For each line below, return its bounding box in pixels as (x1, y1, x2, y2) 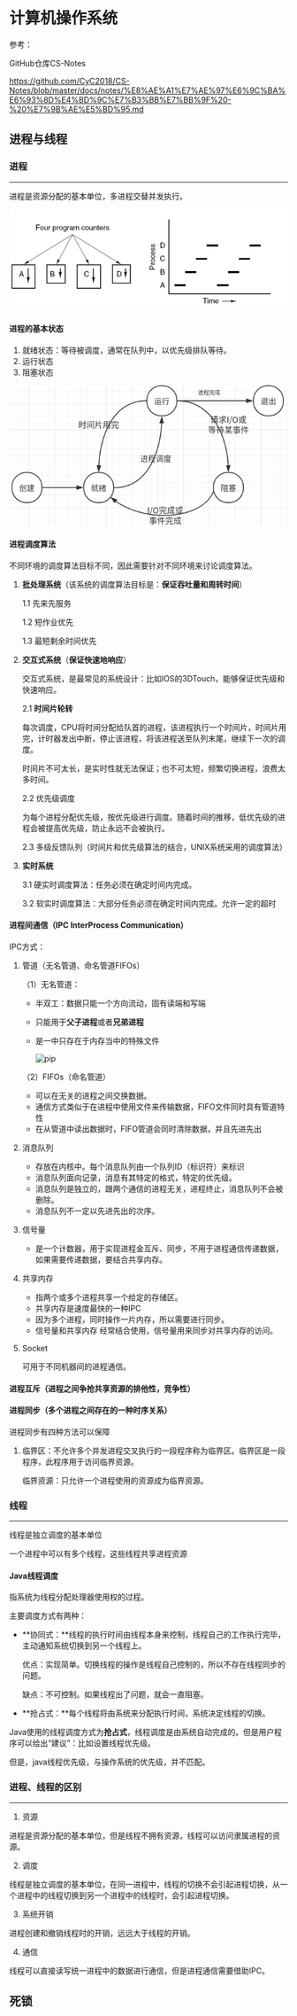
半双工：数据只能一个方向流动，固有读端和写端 (34, 998, 206, 1008)
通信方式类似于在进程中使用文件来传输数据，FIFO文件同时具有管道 (34, 1101, 278, 1112)
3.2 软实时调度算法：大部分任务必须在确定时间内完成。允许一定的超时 (21, 898, 277, 908)
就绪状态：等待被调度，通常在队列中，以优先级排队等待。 (21, 345, 232, 355)
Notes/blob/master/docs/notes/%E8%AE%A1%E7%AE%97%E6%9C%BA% (9, 85, 286, 96)
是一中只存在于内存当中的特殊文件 (34, 1036, 160, 1047)
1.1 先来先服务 (21, 597, 72, 608)
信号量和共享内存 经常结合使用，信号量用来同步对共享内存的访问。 (34, 1326, 278, 1336)
